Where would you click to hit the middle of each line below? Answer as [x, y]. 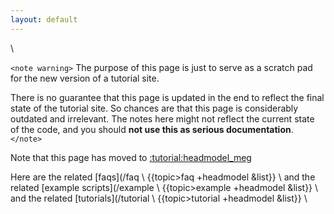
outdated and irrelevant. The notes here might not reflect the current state [162, 118]
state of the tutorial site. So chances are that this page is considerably [154, 108]
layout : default [44, 19]
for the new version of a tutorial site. [85, 78]
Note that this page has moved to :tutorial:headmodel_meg [131, 157]
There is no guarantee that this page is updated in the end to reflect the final [167, 97]
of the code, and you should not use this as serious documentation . [152, 129]
